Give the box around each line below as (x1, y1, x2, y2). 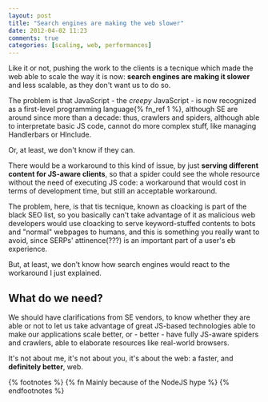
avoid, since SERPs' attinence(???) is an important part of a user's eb (8, 236, 236, 245)
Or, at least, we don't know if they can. (8, 145, 136, 155)
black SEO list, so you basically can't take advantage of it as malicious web (8, 210, 256, 220)
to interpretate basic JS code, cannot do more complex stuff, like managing (8, 121, 257, 131)
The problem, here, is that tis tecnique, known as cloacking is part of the (8, 201, 247, 212)
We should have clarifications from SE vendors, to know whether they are (8, 312, 250, 322)
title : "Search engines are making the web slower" (8, 19, 184, 27)
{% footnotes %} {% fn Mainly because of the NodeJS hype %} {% (8, 377, 230, 387)
